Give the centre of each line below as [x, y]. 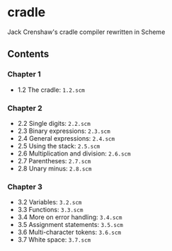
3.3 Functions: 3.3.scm [50, 210]
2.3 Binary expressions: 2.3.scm [64, 131]
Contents [28, 54]
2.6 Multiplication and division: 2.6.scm [74, 153]
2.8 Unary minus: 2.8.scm [55, 168]
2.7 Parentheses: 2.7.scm [54, 160]
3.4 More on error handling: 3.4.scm [70, 217]
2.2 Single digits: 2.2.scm [54, 123]
